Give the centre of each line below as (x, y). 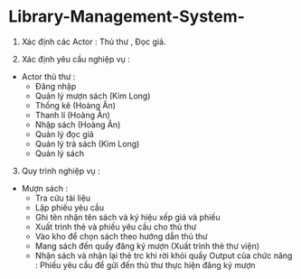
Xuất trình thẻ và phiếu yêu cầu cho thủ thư (116, 227)
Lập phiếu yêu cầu (70, 207)
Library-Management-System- (127, 17)
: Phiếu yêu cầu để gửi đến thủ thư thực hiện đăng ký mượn (145, 265)
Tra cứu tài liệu (63, 198)
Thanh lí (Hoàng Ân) (72, 115)
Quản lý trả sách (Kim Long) (87, 144)
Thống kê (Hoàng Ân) (75, 105)
